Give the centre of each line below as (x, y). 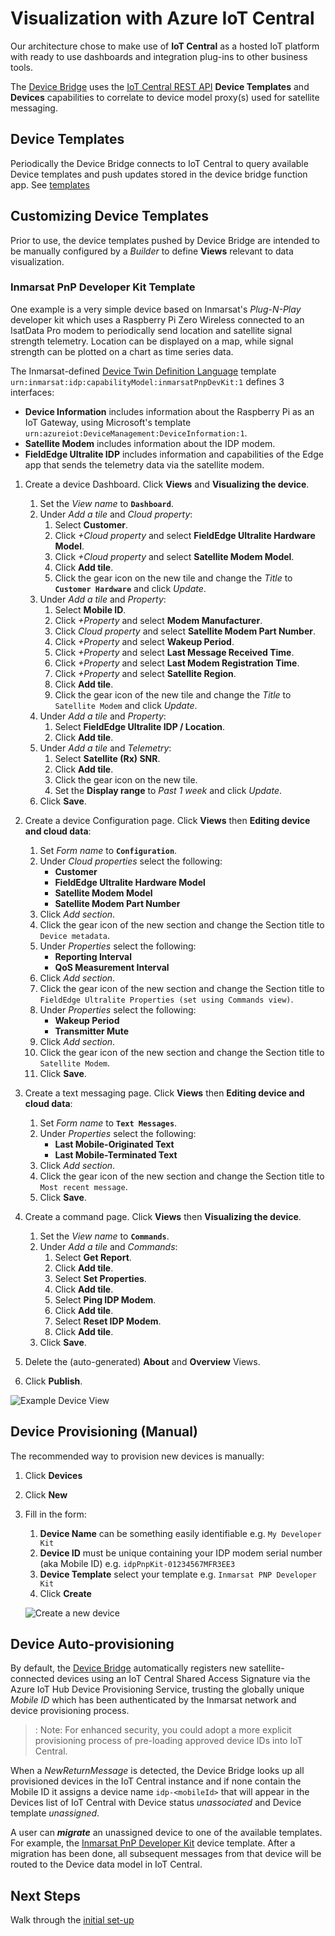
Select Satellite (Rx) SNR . (107, 758)
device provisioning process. (70, 1711)
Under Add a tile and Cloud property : (116, 514)
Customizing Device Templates (109, 216)
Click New (46, 1494)
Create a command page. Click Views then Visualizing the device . (163, 1216)
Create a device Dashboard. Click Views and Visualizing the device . (167, 484)
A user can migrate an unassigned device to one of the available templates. (166, 1833)
